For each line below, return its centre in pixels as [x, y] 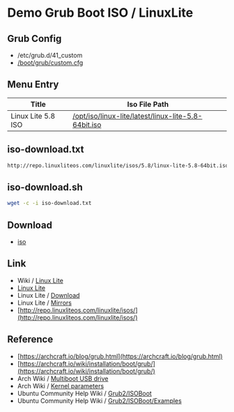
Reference [30, 339]
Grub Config [34, 39]
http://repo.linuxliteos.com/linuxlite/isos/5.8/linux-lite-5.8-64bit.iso [118, 165]
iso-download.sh [45, 187]
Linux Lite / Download [48, 295]
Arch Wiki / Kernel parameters [61, 386]
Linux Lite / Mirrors [44, 303]
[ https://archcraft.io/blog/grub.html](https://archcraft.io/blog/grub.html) [120, 356]
